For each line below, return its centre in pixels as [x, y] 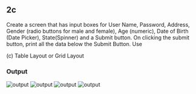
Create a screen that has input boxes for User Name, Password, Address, [98, 24]
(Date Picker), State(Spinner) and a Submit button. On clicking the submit [98, 37]
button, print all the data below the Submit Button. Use [74, 44]
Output [17, 71]
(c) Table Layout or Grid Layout [45, 55]
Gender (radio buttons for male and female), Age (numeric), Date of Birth [97, 31]
